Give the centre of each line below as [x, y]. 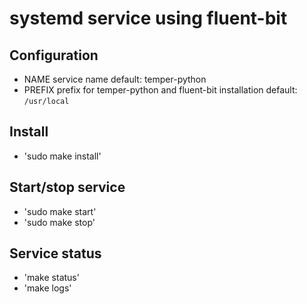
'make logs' [47, 288]
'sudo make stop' [59, 222]
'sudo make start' [60, 211]
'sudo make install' [62, 156]
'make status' [51, 278]
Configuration [54, 55]
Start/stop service [67, 187]
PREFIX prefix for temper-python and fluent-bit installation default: [160, 90]
